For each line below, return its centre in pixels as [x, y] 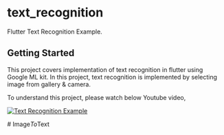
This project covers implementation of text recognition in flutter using [105, 69]
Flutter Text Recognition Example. [55, 32]
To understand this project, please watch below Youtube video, [97, 97]
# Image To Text [29, 124]
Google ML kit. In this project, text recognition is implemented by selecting [112, 77]
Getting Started [41, 53]
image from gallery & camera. [49, 84]
